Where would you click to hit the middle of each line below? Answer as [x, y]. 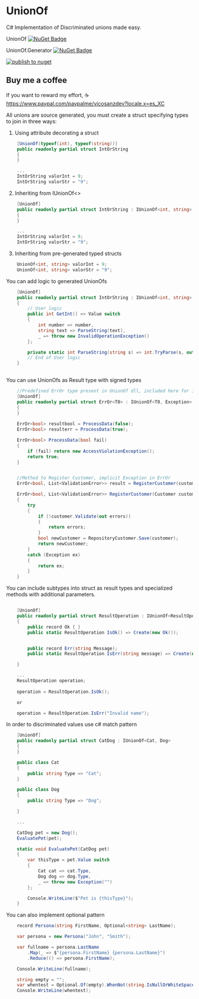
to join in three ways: [32, 121]
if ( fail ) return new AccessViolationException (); [91, 451]
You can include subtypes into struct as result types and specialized [89, 588]
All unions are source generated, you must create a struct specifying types [97, 115]
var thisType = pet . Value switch [69, 860]
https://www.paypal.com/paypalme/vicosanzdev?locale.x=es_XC [85, 103]
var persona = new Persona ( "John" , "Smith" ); [74, 937]
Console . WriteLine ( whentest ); [54, 991]
